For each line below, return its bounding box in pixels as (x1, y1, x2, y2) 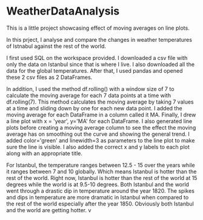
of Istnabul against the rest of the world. (6, 42, 107, 50)
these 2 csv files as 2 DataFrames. (6, 73, 93, 81)
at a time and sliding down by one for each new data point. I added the (6, 104, 183, 112)
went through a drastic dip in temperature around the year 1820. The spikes (6, 187, 195, 195)
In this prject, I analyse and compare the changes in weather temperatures (6, 36, 193, 43)
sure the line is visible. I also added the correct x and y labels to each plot (6, 143, 190, 150)
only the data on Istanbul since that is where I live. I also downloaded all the (6, 61, 195, 68)
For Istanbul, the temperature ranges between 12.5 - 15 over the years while (6, 161, 195, 168)
